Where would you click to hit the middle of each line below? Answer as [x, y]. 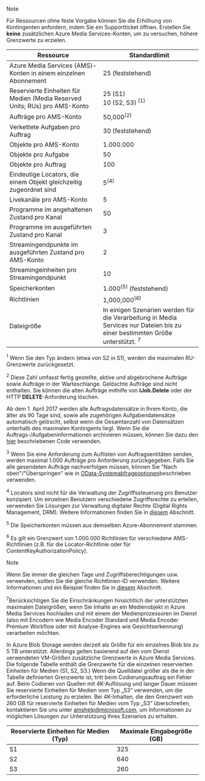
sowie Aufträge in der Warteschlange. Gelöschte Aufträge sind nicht [92, 384]
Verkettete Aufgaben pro [45, 127]
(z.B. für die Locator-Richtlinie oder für [82, 544]
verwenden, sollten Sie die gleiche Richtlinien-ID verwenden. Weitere [93, 581]
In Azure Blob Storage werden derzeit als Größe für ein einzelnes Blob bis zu [103, 645]
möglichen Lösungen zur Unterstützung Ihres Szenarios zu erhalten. [92, 716]
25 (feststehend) [127, 73]
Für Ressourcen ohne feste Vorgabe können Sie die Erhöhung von [89, 20]
